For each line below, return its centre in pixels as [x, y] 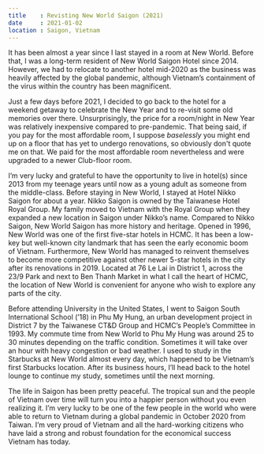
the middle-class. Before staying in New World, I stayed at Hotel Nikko [122, 193]
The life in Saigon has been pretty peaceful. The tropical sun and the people [132, 392]
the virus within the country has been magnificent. [90, 86]
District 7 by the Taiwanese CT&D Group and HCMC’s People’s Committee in [132, 326]
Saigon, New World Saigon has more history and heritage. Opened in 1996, [130, 226]
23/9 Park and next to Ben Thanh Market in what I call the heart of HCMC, [128, 277]
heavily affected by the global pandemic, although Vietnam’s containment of [132, 78]
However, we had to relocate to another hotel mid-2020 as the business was [132, 70]
